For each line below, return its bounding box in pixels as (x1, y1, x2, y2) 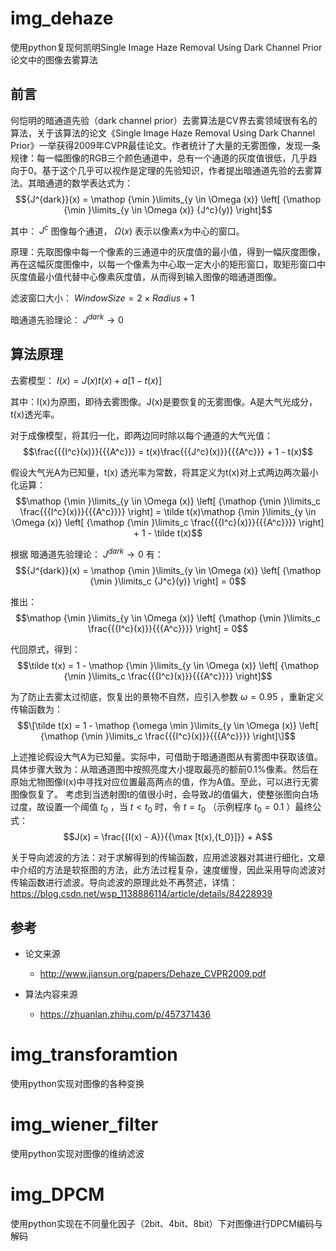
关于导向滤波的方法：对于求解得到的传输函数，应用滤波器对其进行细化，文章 (10, 852, 326, 864)
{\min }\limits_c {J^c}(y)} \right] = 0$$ (89, 575, 247, 587)
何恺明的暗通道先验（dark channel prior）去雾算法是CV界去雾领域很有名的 (10, 114, 318, 126)
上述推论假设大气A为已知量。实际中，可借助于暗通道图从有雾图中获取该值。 (10, 750, 323, 762)
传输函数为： (10, 703, 63, 715)
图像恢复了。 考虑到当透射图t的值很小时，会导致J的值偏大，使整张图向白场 (10, 788, 319, 800)
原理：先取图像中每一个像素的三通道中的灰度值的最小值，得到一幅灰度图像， (10, 246, 326, 258)
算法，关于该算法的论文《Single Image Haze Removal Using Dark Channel (10, 127, 316, 139)
